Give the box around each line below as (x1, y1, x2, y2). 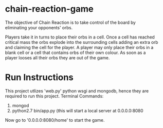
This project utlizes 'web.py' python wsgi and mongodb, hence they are (5, 88, 149, 93)
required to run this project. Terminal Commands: (5, 93, 104, 99)
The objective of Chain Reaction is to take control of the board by (5, 19, 136, 25)
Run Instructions (5, 72, 74, 83)
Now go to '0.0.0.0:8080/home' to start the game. (5, 117, 105, 123)
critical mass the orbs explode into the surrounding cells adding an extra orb (5, 39, 158, 45)
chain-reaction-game (5, 3, 94, 15)
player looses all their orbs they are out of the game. (5, 55, 110, 60)
